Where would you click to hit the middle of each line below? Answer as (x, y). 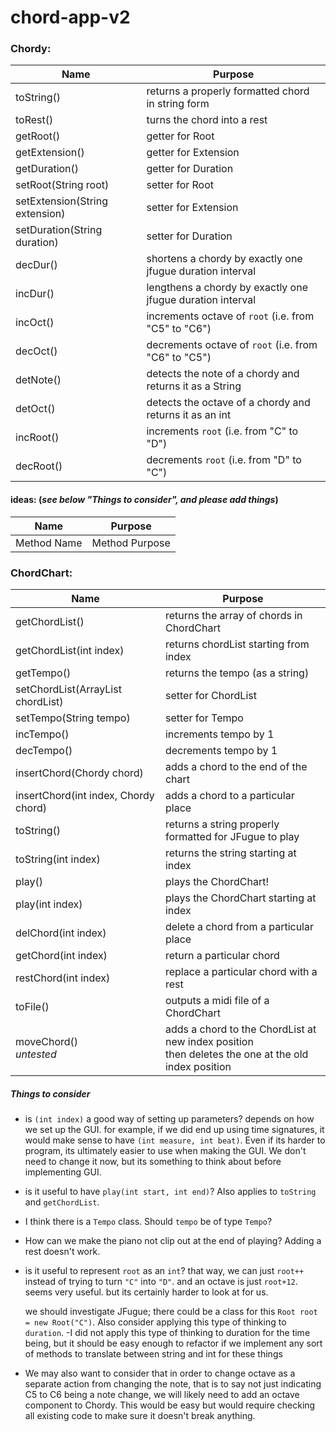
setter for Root (180, 185)
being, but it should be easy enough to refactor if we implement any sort (173, 1343)
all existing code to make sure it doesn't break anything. (140, 1415)
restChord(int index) (63, 978)
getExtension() (50, 153)
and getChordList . (62, 1202)
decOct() (36, 351)
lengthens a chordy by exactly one (227, 288)
